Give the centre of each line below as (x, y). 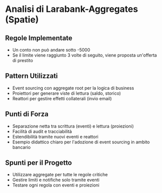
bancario (21, 147)
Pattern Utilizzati (31, 76)
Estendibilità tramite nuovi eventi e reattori (55, 136)
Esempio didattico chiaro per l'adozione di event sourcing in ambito (81, 142)
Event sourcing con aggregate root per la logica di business (73, 88)
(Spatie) (22, 20)
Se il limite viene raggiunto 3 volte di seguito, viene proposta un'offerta (84, 55)
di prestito (23, 60)
